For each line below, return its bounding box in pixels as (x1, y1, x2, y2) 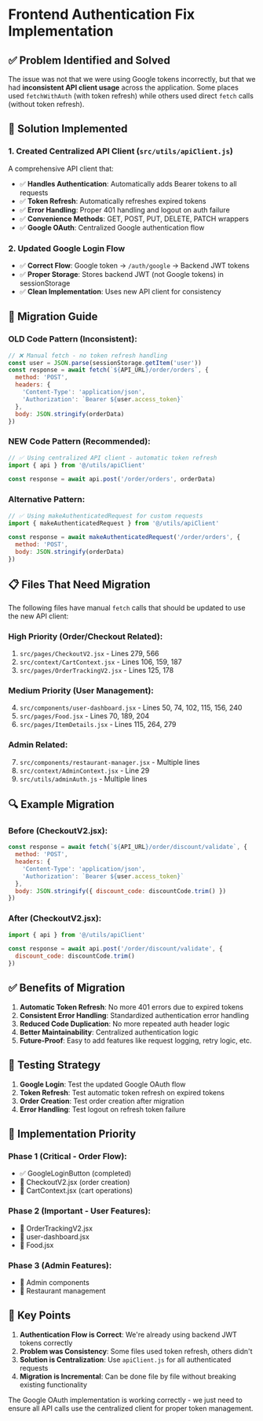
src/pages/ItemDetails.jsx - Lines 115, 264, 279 (19, 720, 177, 729)
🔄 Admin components (19, 1277, 90, 1287)
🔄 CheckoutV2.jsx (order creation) (19, 1178, 130, 1187)
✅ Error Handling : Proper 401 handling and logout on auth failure (19, 205, 230, 214)
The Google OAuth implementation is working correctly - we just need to (8, 1395, 243, 1404)
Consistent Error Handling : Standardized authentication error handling (19, 1010, 250, 1020)
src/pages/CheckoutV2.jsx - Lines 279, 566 (19, 649, 159, 658)
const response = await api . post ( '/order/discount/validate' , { (8, 945, 223, 953)
